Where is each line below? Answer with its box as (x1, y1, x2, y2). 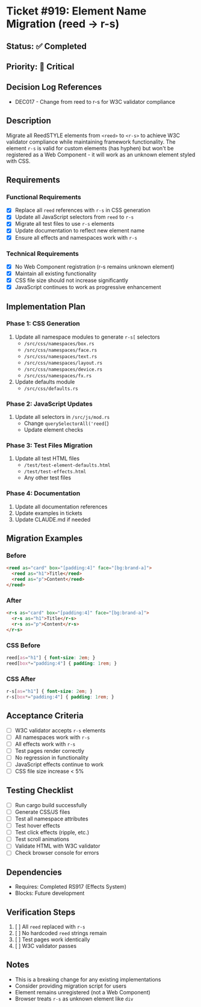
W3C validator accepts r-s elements (14, 726, 106, 734)
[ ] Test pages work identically (14, 936, 90, 943)
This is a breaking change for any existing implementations (14, 976, 161, 983)
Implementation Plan (6, 301, 86, 312)
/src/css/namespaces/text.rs (23, 353, 97, 360)
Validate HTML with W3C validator (14, 842, 100, 849)
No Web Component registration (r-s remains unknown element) (14, 263, 175, 270)
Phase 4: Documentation (6, 489, 81, 497)
